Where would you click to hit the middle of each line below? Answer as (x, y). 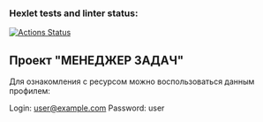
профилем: (30, 91)
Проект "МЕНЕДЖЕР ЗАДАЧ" (97, 60)
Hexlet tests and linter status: (74, 13)
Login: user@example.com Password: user (87, 108)
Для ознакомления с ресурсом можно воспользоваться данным (132, 81)
